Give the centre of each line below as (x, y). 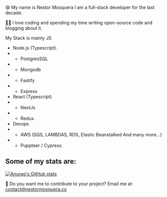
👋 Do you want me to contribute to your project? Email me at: (69, 184)
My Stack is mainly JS (29, 38)
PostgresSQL (34, 59)
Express (29, 91)
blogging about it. (24, 28)
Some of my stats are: (41, 162)
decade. (14, 13)
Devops (21, 124)
